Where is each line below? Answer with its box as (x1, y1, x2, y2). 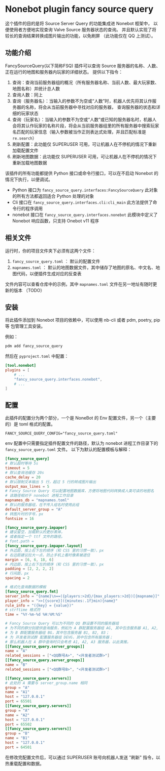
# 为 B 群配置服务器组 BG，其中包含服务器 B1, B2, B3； (5, 630, 110, 635)
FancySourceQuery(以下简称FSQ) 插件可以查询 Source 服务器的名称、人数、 (5, 63, 161, 69)
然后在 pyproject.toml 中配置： (5, 353, 69, 359)
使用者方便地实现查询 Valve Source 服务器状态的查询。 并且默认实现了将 (9, 26, 157, 33)
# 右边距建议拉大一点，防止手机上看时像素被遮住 (5, 553, 90, 557)
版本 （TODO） (13, 287, 45, 293)
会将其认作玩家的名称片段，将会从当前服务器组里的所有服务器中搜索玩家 (12, 123, 159, 128)
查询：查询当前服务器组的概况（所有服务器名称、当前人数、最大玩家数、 (12, 79, 159, 85)
